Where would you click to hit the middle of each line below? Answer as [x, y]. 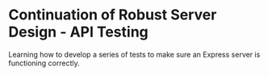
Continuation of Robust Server [113, 15]
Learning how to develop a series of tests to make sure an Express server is [134, 54]
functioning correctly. [44, 63]
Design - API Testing [79, 32]
